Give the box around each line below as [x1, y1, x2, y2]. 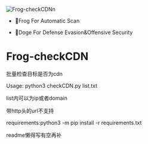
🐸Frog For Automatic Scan [14, 17, 80, 24]
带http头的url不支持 [6, 107, 54, 114]
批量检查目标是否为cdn [6, 70, 63, 77]
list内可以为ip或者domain [6, 94, 67, 102]
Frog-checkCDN [6, 50, 89, 63]
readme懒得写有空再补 [6, 131, 62, 139]
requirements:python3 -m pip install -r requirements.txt [6, 119, 142, 126]
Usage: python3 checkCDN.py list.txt [6, 82, 97, 89]
